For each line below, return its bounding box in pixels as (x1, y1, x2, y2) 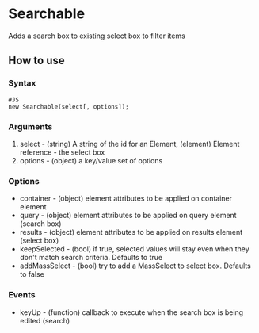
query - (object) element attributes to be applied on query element (19, 211, 237, 220)
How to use (8, 54, 65, 67)
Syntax (8, 78, 36, 89)
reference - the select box (19, 147, 105, 157)
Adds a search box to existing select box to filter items (8, 31, 186, 40)
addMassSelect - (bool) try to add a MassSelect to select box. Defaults (19, 261, 251, 270)
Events (8, 289, 36, 300)
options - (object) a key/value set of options (19, 155, 163, 165)
